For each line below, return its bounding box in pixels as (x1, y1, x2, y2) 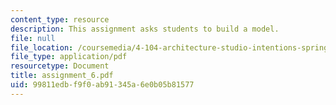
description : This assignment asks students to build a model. (10, 24, 280, 34)
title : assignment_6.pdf (10, 71, 114, 81)
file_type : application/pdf (10, 52, 128, 62)
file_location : (10, 42, 74, 53)
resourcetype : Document (10, 61, 110, 71)
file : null (10, 33, 56, 43)
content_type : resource (10, 14, 110, 25)
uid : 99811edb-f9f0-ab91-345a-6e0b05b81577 (10, 80, 195, 90)
